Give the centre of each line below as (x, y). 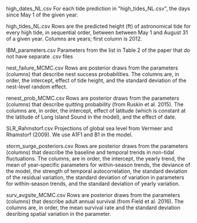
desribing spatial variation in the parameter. (59, 214)
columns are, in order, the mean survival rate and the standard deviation (93, 208)
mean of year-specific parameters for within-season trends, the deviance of (98, 165)
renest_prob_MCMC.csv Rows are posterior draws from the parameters (93, 98)
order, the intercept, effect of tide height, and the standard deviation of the (96, 80)
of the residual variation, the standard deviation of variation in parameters (95, 177)
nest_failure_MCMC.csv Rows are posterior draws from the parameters (92, 68)
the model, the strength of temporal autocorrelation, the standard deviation (97, 171)
